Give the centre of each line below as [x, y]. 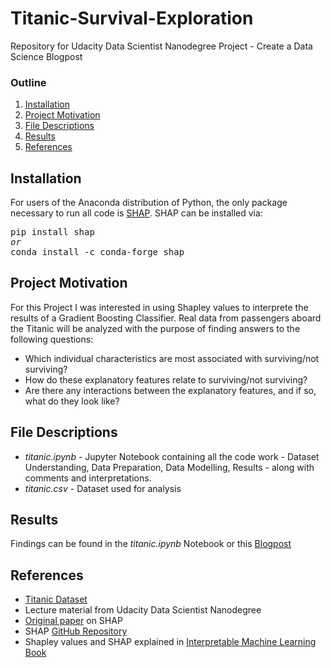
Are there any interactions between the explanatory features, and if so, [170, 390]
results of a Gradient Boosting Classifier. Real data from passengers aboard [166, 318]
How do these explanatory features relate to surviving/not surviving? [166, 379]
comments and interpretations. [88, 478]
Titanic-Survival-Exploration [132, 18]
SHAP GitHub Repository [76, 631]
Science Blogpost [46, 56]
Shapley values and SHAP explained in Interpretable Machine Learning [170, 642]
